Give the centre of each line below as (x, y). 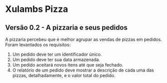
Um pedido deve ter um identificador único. (57, 54)
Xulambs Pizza (37, 9)
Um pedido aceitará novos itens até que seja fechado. (68, 65)
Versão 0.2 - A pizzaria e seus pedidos (67, 28)
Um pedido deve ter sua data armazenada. (56, 60)
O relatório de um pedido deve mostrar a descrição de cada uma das (83, 70)
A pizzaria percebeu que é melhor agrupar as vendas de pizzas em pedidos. (83, 39)
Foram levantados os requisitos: (38, 45)
